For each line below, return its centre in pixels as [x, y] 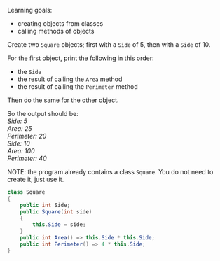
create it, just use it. [36, 179]
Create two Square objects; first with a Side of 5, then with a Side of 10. [109, 44]
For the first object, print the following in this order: [81, 58]
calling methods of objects [56, 31]
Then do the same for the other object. [63, 100]
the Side [29, 72]
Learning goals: [30, 10]
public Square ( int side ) [56, 212]
